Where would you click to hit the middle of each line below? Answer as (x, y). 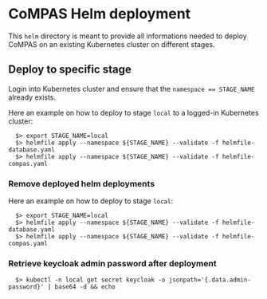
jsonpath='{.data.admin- (210, 280)
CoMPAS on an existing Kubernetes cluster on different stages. (112, 44)
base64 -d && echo (85, 287)
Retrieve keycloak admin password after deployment (112, 263)
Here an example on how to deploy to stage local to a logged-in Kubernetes (133, 112)
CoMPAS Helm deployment (100, 14)
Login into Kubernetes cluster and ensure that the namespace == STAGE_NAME (132, 89)
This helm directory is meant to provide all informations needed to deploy (128, 36)
